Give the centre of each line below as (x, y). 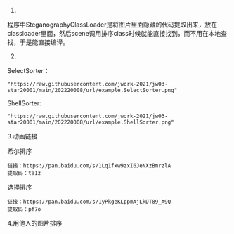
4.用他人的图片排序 (35, 223)
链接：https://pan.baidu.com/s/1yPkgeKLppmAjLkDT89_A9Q (89, 202)
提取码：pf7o (24, 209)
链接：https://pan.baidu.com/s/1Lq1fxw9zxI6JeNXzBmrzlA (89, 166)
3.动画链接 (22, 136)
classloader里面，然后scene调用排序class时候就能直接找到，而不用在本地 (114, 33)
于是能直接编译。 (44, 42)
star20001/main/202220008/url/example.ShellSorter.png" (91, 122)
